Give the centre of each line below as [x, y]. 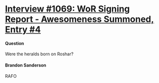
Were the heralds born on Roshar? [39, 54]
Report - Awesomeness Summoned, [79, 19]
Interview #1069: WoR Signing [67, 9]
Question [15, 43]
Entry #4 [23, 30]
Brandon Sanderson [26, 65]
